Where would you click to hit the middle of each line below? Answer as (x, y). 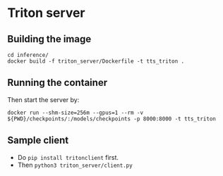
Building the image (49, 39)
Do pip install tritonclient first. (68, 157)
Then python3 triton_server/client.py (75, 165)
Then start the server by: (43, 99)
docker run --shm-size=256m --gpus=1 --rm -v (75, 113)
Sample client (38, 140)
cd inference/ (28, 55)
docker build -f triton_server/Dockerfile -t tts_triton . (96, 61)
